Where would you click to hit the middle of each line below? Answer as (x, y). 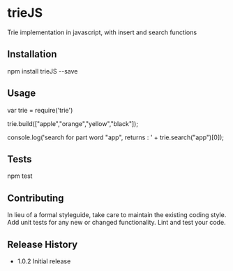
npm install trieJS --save (43, 71)
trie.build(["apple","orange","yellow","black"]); (73, 123)
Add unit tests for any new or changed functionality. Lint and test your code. (116, 223)
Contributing (36, 198)
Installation (32, 54)
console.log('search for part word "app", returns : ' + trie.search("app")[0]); (116, 137)
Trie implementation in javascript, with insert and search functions (102, 32)
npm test (20, 176)
